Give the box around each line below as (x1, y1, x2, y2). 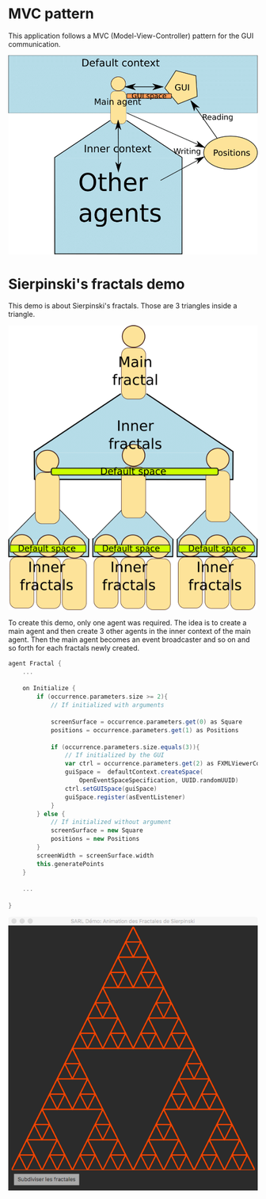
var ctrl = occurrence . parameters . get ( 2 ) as (64, 760, 215, 768)
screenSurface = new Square (50, 827, 144, 834)
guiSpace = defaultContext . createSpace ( (64, 768, 203, 777)
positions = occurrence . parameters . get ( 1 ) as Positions (50, 726, 239, 734)
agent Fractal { (8, 659, 62, 667)
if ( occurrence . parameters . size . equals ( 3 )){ (50, 743, 200, 751)
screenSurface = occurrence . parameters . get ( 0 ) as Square (50, 718, 243, 726)
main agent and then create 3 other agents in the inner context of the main (8, 626, 252, 636)
